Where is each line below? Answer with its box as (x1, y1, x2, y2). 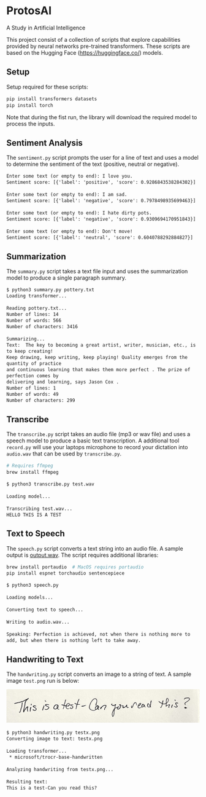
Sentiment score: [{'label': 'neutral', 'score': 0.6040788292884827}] (6, 235, 193, 241)
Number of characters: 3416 (6, 324, 78, 330)
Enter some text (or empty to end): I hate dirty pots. (6, 210, 152, 216)
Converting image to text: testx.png (6, 736, 103, 742)
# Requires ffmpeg (6, 462, 53, 469)
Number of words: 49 (6, 391, 59, 398)
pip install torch (6, 102, 53, 108)
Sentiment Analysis (6, 138, 83, 148)
